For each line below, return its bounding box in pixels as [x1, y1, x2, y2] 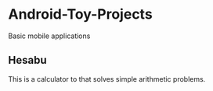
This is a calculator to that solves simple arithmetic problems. [8, 74, 206, 83]
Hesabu [8, 54, 47, 67]
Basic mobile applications [8, 31, 91, 40]
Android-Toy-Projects [8, 5, 153, 23]
